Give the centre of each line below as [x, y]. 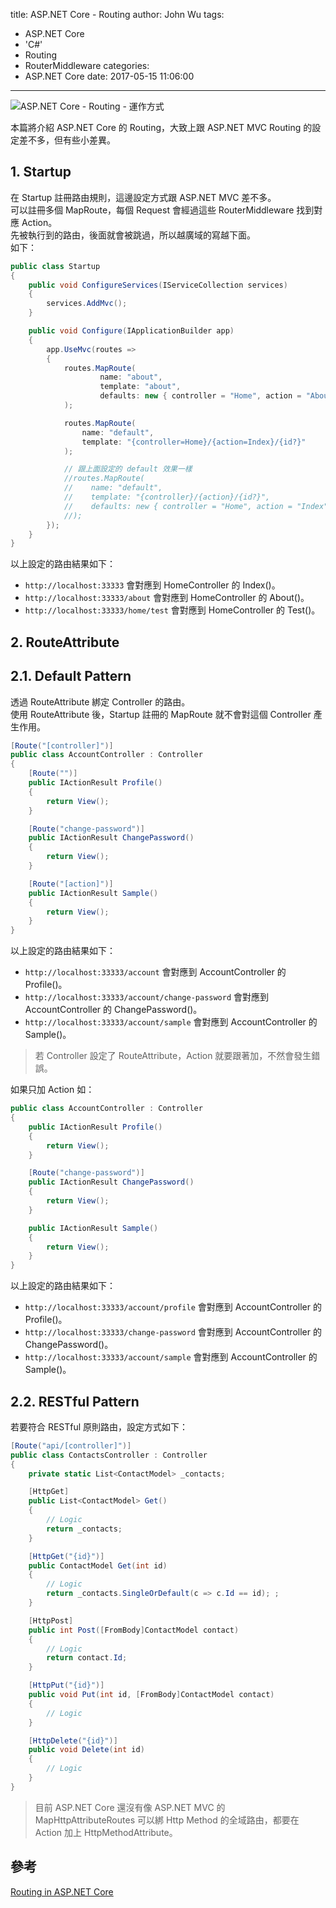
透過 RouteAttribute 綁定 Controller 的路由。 [100, 701]
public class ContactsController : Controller [109, 1455]
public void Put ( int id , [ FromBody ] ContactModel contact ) [151, 1695]
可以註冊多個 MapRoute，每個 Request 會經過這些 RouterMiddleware [152, 210]
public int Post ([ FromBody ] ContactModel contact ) [134, 1630]
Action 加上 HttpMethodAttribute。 [106, 1832]
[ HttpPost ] [51, 1620]
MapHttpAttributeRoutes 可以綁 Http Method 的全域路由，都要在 [167, 1820]
